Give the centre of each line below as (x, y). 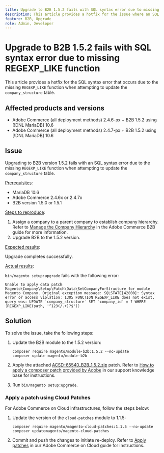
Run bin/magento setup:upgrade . (45, 385)
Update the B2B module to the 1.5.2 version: (57, 342)
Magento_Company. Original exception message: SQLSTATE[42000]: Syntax (80, 293)
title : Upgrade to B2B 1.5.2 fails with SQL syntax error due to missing (82, 10)
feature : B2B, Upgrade (28, 19)
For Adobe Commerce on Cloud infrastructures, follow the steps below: (77, 408)
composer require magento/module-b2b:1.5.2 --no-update (70, 351)
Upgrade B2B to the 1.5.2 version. (46, 237)
